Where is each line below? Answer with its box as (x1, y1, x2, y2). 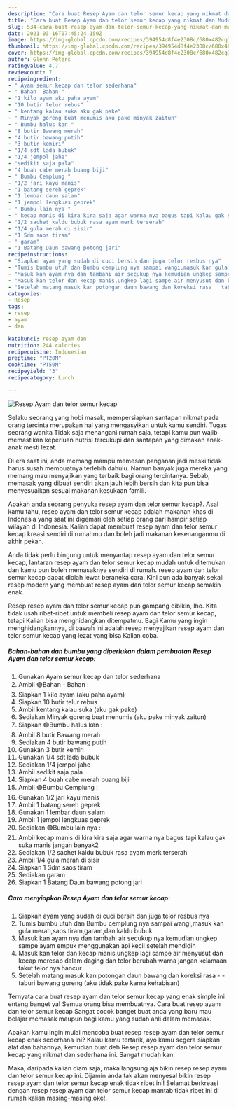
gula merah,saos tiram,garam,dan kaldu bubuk (18, 926, 153, 935)
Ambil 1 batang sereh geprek (18, 800, 101, 809)
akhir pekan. (8, 537, 44, 545)
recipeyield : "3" (8, 368, 59, 375)
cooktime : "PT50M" (8, 361, 62, 368)
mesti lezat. (23, 442, 57, 452)
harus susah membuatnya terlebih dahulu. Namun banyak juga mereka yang (8, 463, 228, 473)
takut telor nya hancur (18, 963, 83, 972)
